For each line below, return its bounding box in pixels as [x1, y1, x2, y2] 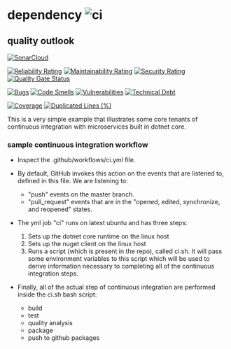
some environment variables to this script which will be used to [27, 255, 210, 263]
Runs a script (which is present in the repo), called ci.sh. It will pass [27, 247, 223, 255]
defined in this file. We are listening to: [17, 177, 128, 185]
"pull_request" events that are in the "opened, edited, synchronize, [27, 198, 220, 206]
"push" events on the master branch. [27, 190, 134, 199]
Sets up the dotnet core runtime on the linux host [27, 232, 169, 241]
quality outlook [7, 35, 75, 47]
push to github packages [27, 334, 100, 342]
